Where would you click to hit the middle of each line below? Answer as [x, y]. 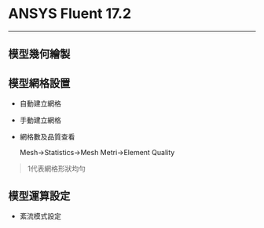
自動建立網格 [40, 103]
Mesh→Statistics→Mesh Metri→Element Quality [97, 153]
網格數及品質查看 [47, 137]
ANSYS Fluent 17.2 [70, 14]
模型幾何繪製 [39, 54]
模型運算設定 [39, 195]
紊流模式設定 [40, 215]
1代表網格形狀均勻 [57, 168]
